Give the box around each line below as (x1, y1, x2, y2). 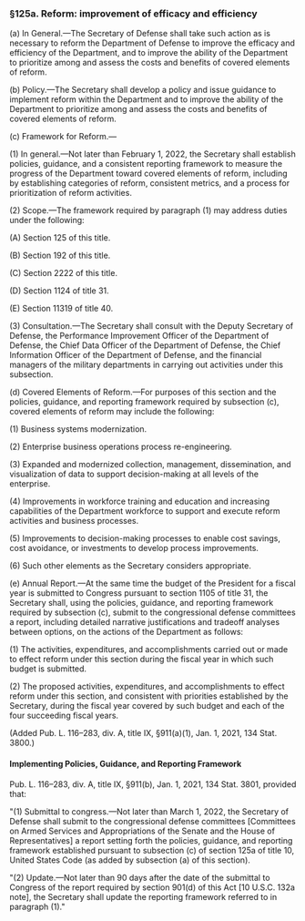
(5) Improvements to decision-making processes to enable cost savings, (9, 533, 280, 544)
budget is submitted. (9, 663, 87, 674)
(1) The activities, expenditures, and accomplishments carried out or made (9, 644, 289, 655)
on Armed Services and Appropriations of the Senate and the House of (9, 825, 276, 836)
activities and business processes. (9, 516, 139, 527)
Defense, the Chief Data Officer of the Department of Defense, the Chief (9, 340, 281, 351)
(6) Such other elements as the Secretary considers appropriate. (9, 560, 252, 571)
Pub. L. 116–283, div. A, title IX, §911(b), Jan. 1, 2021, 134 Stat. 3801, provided (9, 778, 297, 790)
